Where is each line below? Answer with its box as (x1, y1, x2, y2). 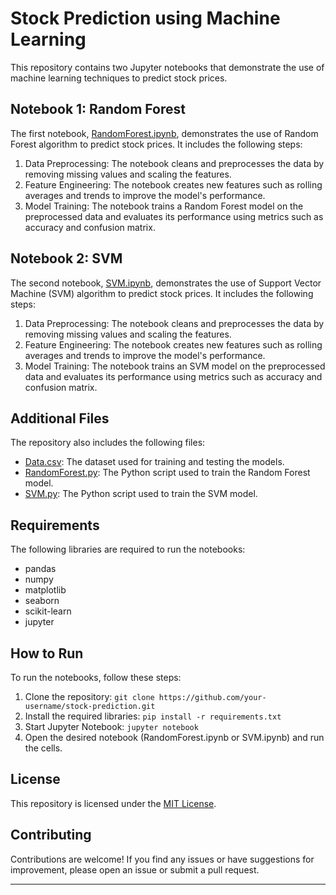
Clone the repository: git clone (24, 691, 155, 702)
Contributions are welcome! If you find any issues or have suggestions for (10, 853, 315, 865)
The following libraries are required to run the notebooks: (10, 543, 246, 556)
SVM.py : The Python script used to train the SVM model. (24, 488, 258, 500)
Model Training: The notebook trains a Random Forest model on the (24, 200, 304, 212)
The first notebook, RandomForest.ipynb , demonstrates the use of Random (10, 127, 319, 139)
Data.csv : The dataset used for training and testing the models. (24, 456, 285, 468)
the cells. (24, 742, 63, 754)
